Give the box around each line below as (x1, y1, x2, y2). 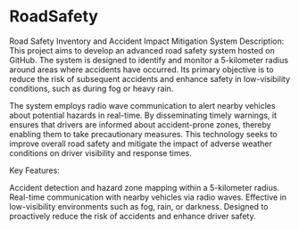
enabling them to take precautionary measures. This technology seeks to (9, 128, 278, 139)
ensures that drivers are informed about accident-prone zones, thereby (9, 119, 271, 130)
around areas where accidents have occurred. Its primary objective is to (9, 64, 274, 75)
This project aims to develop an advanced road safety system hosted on (9, 45, 275, 55)
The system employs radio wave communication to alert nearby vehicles (9, 100, 276, 111)
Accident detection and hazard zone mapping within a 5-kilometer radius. (9, 182, 279, 193)
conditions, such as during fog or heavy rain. (9, 83, 174, 94)
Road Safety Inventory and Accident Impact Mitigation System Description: (9, 36, 285, 46)
